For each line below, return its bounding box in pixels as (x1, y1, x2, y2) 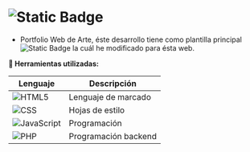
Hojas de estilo (68, 105, 125, 116)
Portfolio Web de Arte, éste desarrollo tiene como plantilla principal (19, 35, 243, 44)
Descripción (88, 77, 137, 88)
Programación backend (68, 130, 158, 142)
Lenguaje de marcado (68, 91, 151, 102)
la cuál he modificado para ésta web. (72, 43, 195, 52)
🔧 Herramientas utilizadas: (8, 59, 99, 68)
